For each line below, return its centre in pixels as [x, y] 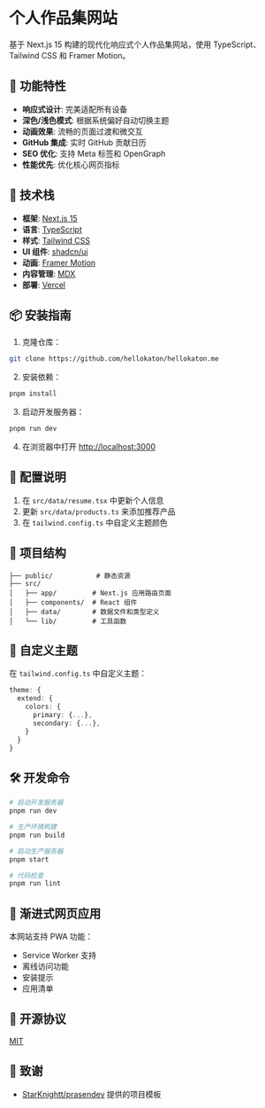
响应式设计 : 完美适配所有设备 [75, 109]
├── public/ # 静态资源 [70, 576]
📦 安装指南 [41, 315]
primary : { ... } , [62, 715]
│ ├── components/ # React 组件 [73, 602]
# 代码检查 [26, 875]
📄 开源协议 [38, 1019]
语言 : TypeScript [52, 229]
